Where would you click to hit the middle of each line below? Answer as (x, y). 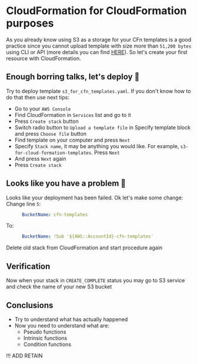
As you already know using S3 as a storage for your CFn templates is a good (99, 39)
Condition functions (47, 344)
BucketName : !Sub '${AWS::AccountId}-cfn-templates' (88, 236)
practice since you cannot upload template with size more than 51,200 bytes (99, 46)
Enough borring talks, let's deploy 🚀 (73, 77)
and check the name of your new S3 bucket (59, 287)
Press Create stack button (47, 121)
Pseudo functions (45, 332)
